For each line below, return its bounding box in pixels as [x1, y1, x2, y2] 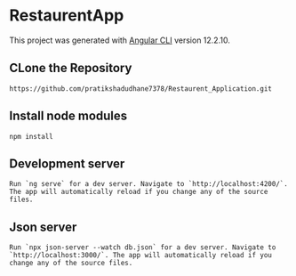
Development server [9, 156, 125, 171]
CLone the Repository [9, 61, 132, 76]
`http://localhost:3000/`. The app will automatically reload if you [9, 251, 273, 260]
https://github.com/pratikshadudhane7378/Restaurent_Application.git [9, 84, 273, 93]
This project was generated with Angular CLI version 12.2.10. [9, 35, 231, 45]
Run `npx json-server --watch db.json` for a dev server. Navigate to [9, 243, 276, 252]
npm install [9, 132, 53, 141]
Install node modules [9, 109, 128, 124]
